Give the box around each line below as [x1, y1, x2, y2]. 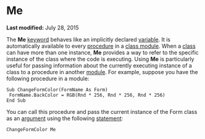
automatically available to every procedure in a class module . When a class [6, 42, 196, 50]
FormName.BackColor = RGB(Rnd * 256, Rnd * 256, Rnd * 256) [9, 92, 166, 98]
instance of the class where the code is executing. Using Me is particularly [6, 55, 195, 62]
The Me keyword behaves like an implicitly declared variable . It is [6, 36, 171, 43]
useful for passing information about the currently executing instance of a [6, 62, 192, 69]
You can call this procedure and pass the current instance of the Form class [6, 108, 198, 115]
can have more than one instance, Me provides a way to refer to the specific [6, 48, 199, 56]
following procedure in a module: [6, 75, 90, 82]
